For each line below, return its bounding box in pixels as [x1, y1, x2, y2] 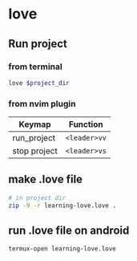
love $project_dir [8, 79, 70, 87]
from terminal [8, 61, 62, 72]
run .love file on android [8, 224, 130, 237]
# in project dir [8, 194, 66, 202]
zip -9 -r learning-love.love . [8, 202, 116, 210]
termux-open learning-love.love [8, 245, 116, 253]
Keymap [18, 119, 51, 130]
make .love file [8, 173, 83, 186]
